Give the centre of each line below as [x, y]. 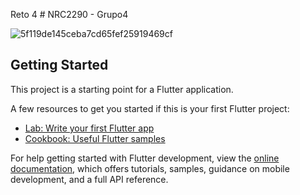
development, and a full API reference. [89, 179]
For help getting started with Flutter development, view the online [145, 158]
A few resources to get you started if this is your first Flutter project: [150, 108]
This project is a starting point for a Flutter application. [122, 89]
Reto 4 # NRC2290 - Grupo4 [69, 14]
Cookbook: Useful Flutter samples [95, 138]
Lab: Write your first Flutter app [89, 128]
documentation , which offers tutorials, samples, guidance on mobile [150, 168]
